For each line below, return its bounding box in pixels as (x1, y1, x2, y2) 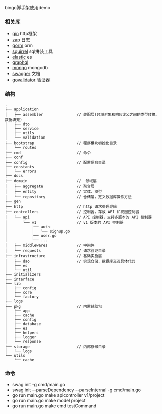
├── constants (5, 164, 35, 169)
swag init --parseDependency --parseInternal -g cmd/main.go (12, 387, 141, 393)
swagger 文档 (12, 71, 41, 77)
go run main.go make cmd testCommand (12, 403, 97, 409)
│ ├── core (5, 290, 32, 295)
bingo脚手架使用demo (5, 5, 51, 10)
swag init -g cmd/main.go (12, 381, 66, 387)
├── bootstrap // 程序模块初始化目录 (5, 140, 117, 146)
